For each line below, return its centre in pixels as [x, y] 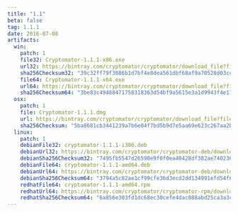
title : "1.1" [27, 14]
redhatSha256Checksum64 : [57, 198]
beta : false [25, 20]
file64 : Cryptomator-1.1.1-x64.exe [73, 79]
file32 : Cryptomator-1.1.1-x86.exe [73, 60]
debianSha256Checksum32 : [57, 159]
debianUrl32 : [39, 152]
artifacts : [23, 40]
